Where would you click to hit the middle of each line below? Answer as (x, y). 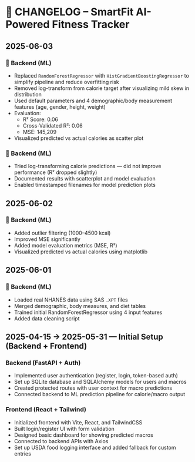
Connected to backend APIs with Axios (61, 441)
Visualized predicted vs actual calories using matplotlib (81, 252)
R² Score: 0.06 (40, 119)
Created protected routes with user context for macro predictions (93, 388)
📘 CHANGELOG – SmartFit (70, 12)
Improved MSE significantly (47, 239)
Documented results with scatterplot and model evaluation (85, 179)
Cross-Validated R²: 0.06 (53, 125)
